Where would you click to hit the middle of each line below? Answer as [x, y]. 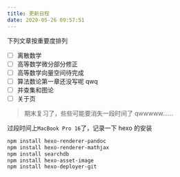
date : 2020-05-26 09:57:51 [46, 20]
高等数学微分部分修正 [47, 64]
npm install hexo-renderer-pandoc [57, 141]
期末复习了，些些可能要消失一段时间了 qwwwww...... [99, 113]
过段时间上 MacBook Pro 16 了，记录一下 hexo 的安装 [80, 128]
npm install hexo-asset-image [51, 160]
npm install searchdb [38, 154]
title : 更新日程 [28, 13]
